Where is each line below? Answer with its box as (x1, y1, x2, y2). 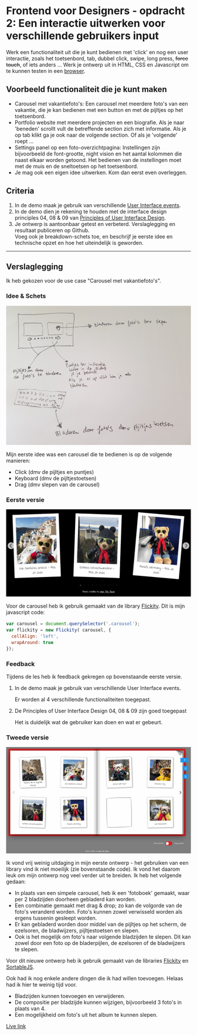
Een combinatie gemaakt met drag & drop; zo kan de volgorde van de (14, 902, 183, 909)
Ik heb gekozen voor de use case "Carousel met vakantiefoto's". (6, 277, 161, 284)
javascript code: (6, 609, 45, 616)
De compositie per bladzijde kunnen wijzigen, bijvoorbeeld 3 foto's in (14, 998, 182, 1006)
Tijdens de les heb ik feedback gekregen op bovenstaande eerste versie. (6, 673, 182, 680)
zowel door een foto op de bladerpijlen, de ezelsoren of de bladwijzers (14, 939, 186, 946)
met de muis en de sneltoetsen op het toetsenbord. (14, 162, 139, 170)
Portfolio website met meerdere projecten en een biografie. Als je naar (14, 119, 185, 126)
